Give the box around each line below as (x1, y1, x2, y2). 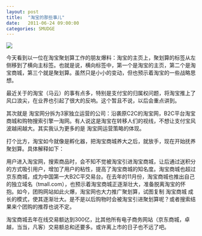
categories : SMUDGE (6, 25, 55, 32)
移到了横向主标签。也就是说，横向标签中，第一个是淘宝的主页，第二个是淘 (11, 61, 196, 69)
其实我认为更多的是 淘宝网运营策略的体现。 (37, 125, 145, 132)
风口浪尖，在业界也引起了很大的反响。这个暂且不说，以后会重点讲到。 (6, 97, 180, 104)
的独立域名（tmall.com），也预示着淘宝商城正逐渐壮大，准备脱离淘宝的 (6, 181, 181, 188)
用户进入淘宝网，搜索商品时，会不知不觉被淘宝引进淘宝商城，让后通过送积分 (6, 158, 196, 166)
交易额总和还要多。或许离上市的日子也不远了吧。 (47, 223, 170, 231)
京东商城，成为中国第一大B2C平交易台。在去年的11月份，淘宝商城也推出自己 (6, 173, 195, 181)
